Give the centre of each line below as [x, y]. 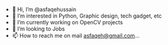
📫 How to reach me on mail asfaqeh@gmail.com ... [76, 36]
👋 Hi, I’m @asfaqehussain [44, 9]
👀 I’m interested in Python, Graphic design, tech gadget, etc [87, 16]
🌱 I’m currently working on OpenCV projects [67, 22]
